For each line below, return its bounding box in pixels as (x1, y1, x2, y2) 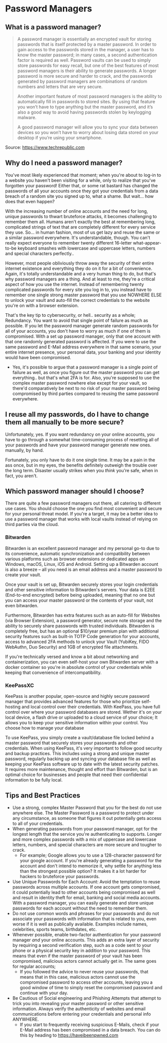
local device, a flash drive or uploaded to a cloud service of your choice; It (5, 714, 158, 720)
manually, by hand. (5, 447, 44, 453)
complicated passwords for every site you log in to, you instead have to (5, 286, 152, 292)
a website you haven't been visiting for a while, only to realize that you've (5, 177, 156, 183)
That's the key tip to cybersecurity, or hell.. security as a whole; (5, 312, 136, 318)
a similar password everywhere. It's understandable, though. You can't (5, 235, 151, 241)
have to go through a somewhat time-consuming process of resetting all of (5, 436, 159, 442)
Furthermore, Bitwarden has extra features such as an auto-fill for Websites (5, 612, 161, 618)
